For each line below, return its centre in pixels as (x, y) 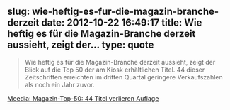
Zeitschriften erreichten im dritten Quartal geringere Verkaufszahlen (123, 77)
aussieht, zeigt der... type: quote (81, 45)
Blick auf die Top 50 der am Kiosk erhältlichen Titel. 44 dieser (115, 70)
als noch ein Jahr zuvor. (59, 84)
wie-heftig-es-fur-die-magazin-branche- (125, 12)
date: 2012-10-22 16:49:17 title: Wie (122, 23)
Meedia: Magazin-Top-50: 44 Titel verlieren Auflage (83, 98)
